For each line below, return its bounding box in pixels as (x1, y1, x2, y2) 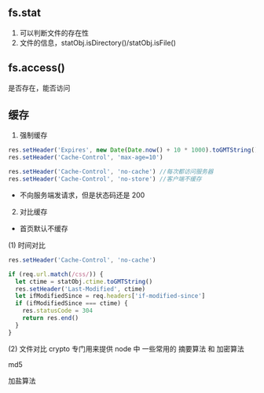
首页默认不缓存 (19, 223, 68, 233)
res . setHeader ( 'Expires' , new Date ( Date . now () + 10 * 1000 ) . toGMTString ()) (8, 146, 262, 154)
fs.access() (8, 61, 65, 75)
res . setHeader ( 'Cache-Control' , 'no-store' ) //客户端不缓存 (8, 175, 202, 183)
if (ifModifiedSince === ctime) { (15, 299, 128, 307)
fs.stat (8, 6, 42, 20)
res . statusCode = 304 (22, 307, 93, 315)
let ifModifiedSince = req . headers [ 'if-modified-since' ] (15, 292, 206, 300)
